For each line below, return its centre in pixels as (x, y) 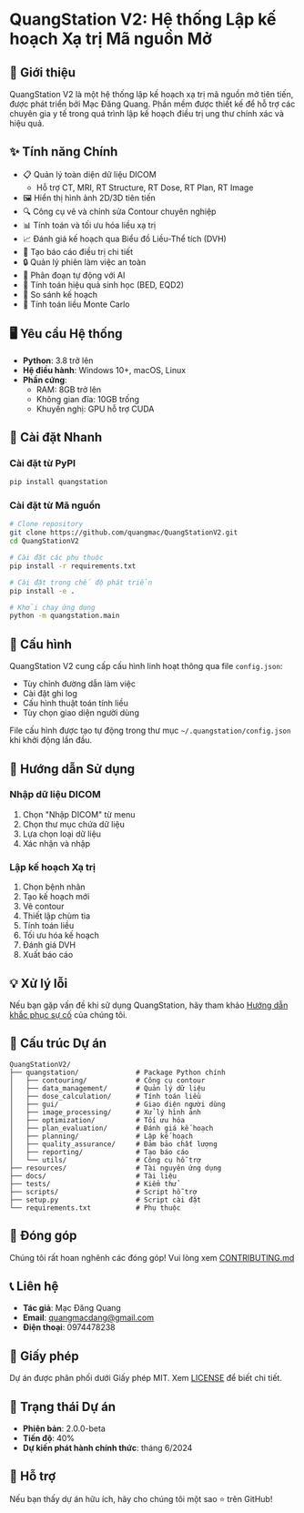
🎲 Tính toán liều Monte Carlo (76, 304)
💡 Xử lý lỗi (39, 983)
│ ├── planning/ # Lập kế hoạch (101, 1136)
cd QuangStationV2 (44, 542)
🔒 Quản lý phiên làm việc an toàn (84, 262)
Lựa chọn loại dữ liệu (62, 834)
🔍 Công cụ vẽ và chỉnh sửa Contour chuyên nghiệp (119, 211)
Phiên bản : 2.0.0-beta (64, 1428)
